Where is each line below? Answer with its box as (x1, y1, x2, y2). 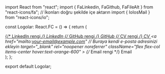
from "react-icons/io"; (5, 15, 50, 20)
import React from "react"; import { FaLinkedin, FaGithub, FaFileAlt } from (5, 4, 153, 10)
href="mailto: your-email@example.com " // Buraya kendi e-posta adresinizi (5, 38, 158, 44)
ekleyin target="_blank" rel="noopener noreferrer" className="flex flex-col (5, 44, 160, 49)
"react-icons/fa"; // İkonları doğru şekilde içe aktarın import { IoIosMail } (5, 9, 150, 15)
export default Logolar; (5, 63, 52, 69)
